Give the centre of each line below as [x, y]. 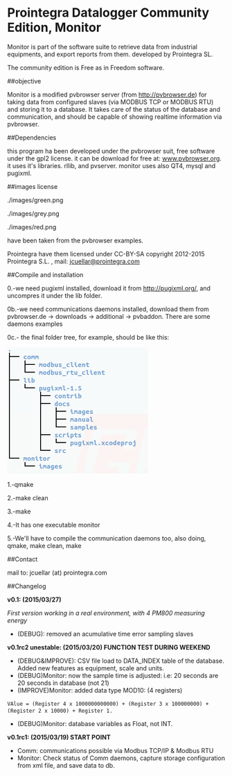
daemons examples [35, 324]
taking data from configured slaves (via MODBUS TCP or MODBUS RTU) [110, 101]
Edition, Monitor [54, 27]
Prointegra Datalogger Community [108, 13]
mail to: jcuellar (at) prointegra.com [57, 572]
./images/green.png [35, 200]
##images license [33, 186]
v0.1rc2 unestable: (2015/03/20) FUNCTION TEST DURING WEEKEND [109, 647]
